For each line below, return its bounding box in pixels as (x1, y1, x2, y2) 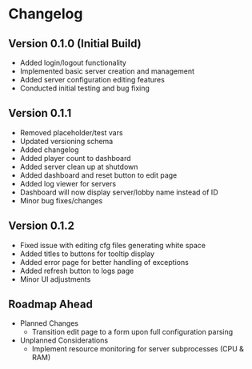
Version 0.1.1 (8, 106, 72, 120)
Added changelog (19, 145, 79, 154)
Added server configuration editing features (19, 75, 166, 84)
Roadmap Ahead (8, 298, 94, 311)
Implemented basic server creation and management (19, 66, 194, 76)
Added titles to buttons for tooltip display (19, 249, 154, 259)
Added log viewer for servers (19, 178, 117, 188)
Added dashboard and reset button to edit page (19, 170, 178, 180)
